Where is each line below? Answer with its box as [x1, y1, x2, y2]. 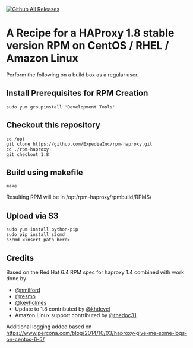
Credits [6, 253, 34, 263]
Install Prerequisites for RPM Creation [6, 88, 148, 98]
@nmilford [14, 286, 40, 293]
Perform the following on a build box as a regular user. [6, 71, 139, 78]
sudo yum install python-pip [6, 226, 78, 232]
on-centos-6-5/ [6, 336, 45, 343]
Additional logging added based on [6, 323, 92, 330]
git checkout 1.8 [6, 151, 49, 157]
